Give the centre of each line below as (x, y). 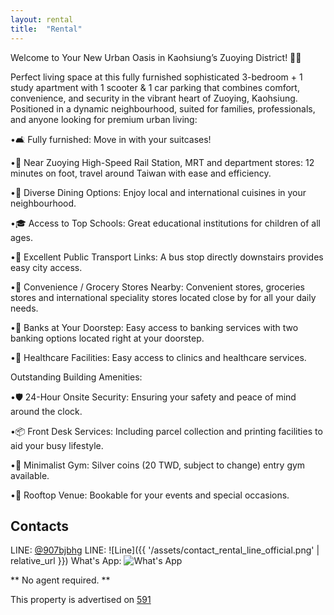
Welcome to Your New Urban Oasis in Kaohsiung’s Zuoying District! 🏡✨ (156, 57)
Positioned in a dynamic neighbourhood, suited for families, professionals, (163, 108)
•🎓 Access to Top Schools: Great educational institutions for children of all (166, 223)
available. (30, 475)
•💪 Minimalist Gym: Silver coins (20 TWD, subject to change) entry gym (158, 465)
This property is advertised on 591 (81, 600)
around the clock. (46, 411)
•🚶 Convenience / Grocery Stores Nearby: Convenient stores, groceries (158, 287)
